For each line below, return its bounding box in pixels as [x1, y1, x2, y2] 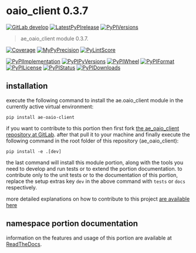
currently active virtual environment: [6, 103, 94, 110]
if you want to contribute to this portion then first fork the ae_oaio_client [6, 125, 180, 132]
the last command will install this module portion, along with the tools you [6, 159, 184, 166]
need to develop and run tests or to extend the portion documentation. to [6, 165, 183, 172]
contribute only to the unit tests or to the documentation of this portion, [6, 171, 178, 178]
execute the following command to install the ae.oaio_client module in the [6, 96, 184, 104]
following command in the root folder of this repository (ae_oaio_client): [6, 137, 179, 144]
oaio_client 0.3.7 [6, 4, 89, 18]
